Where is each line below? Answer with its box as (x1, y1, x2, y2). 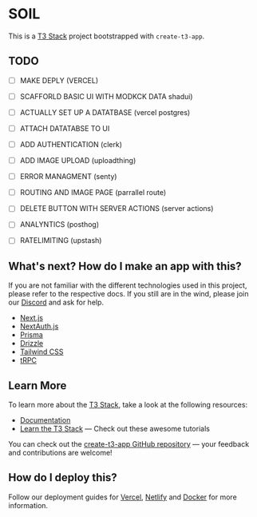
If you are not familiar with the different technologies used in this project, (8, 280, 247, 290)
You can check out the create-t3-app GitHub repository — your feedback (8, 439, 250, 449)
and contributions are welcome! (8, 448, 113, 458)
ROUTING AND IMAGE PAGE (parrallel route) (19, 188, 166, 197)
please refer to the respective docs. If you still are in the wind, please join (8, 289, 249, 299)
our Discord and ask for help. (8, 297, 105, 308)
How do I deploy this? (8, 471, 117, 484)
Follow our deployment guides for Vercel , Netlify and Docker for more (8, 492, 237, 502)
